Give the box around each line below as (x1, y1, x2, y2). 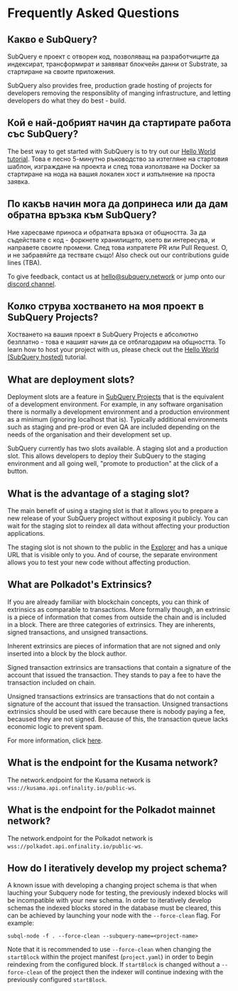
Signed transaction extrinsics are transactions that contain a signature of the (7, 663, 232, 671)
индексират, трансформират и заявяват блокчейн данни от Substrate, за (7, 60, 227, 68)
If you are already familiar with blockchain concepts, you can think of (7, 597, 210, 606)
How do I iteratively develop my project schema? (7, 862, 227, 874)
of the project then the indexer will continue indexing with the (43, 967, 224, 977)
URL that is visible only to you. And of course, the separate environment (7, 551, 218, 559)
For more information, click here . (7, 736, 103, 744)
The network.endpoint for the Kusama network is (7, 775, 151, 784)
